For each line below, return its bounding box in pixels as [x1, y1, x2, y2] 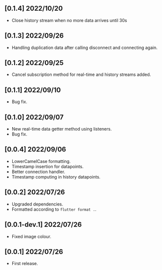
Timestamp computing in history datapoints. [11, 174, 101, 180]
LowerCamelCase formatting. [11, 158, 71, 164]
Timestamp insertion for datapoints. [11, 163, 84, 169]
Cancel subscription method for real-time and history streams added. [11, 71, 151, 78]
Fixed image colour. [11, 233, 52, 239]
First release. [11, 261, 38, 267]
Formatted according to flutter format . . [11, 206, 97, 212]
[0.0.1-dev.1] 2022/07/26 [4, 221, 82, 229]
